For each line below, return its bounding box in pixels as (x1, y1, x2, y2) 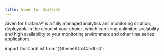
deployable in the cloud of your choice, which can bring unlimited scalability (5, 25, 159, 32)
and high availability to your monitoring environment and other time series (5, 31, 155, 37)
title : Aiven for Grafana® (5, 7, 60, 12)
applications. (5, 36, 31, 42)
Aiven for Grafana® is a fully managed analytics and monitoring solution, (5, 20, 151, 26)
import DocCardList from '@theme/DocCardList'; (5, 45, 104, 51)
